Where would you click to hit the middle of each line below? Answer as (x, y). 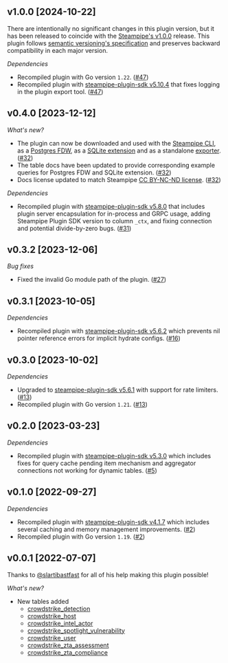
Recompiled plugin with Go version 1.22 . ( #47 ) (83, 77)
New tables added (43, 601)
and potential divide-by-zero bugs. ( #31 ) (74, 228)
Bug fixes (21, 266)
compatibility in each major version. (58, 50)
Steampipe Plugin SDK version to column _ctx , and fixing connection (114, 221)
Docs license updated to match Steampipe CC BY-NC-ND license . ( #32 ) (119, 179)
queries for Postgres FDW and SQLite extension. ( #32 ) (94, 172)
